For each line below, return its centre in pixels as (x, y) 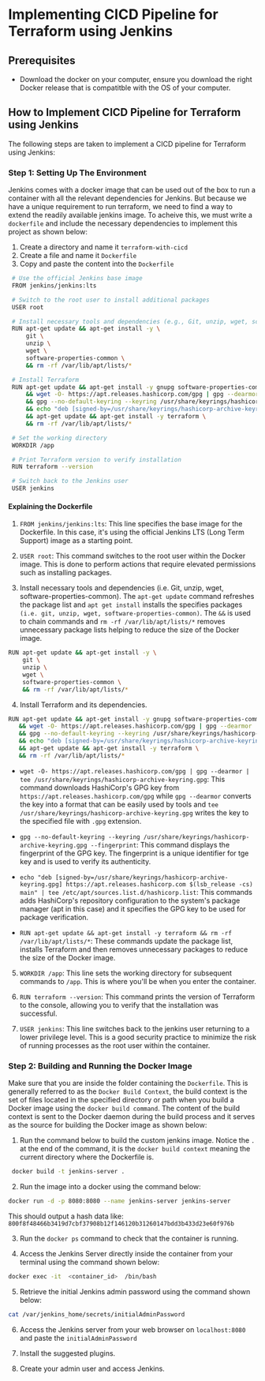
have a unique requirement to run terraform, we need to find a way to (120, 207)
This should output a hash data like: (66, 1216)
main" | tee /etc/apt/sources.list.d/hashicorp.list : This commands (136, 892)
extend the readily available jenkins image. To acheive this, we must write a (130, 215)
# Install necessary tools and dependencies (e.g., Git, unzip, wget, (130, 321)
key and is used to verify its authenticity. (85, 861)
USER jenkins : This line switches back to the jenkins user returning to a (134, 1028)
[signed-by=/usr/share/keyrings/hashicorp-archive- (142, 878)
